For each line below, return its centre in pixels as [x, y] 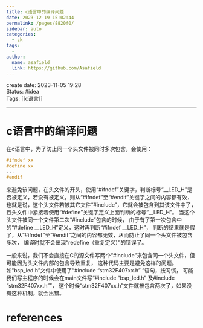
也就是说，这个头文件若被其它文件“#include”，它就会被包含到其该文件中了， [101, 204]
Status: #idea [23, 92]
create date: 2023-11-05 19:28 [44, 85]
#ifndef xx [20, 161]
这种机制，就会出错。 [38, 293]
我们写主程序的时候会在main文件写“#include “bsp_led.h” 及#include [91, 278]
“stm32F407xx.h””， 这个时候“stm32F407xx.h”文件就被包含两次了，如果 [97, 285]
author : [16, 57]
